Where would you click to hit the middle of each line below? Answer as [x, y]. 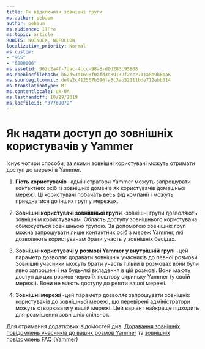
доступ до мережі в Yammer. [44, 169]
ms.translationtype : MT [37, 86]
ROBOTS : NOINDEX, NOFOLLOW [41, 40]
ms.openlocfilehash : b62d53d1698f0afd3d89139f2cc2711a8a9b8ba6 [89, 75]
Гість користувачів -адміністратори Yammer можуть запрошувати [103, 182]
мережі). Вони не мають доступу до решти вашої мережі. [91, 283]
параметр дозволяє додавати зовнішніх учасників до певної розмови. [107, 257]
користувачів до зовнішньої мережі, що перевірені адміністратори [103, 301]
